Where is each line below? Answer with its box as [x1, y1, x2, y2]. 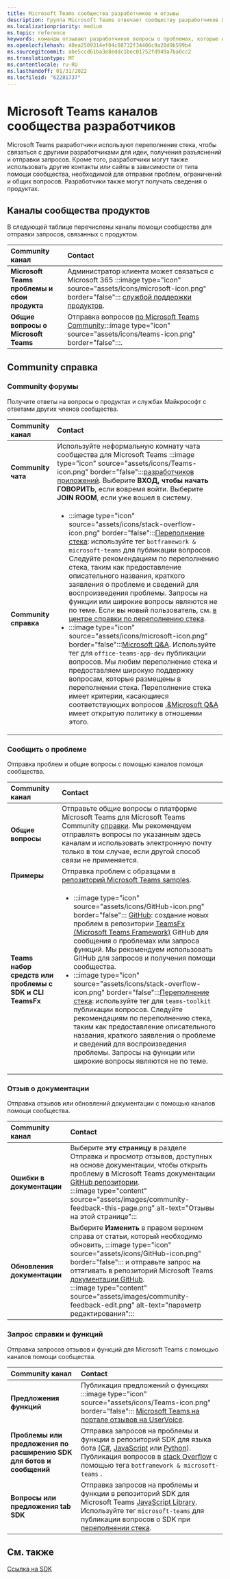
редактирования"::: [70, 1309, 135, 1319]
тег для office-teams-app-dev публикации [68, 648, 207, 658]
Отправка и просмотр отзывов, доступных [70, 1152, 213, 1161]
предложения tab [10, 1501, 71, 1511]
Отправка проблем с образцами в [61, 866, 176, 876]
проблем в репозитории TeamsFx [73, 919, 186, 928]
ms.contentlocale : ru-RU [7, 61, 78, 68]
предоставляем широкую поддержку [68, 665, 194, 675]
